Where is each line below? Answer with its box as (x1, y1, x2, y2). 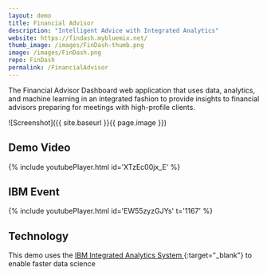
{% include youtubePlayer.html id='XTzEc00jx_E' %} (8, 162, 181, 171)
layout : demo (8, 11, 52, 20)
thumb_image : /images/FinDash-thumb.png (8, 41, 145, 49)
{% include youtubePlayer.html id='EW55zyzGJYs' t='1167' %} (8, 206, 214, 216)
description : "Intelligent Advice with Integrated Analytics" (8, 26, 219, 34)
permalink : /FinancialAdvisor (8, 64, 109, 72)
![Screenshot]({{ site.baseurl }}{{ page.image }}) (8, 117, 167, 128)
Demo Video (8, 141, 71, 155)
